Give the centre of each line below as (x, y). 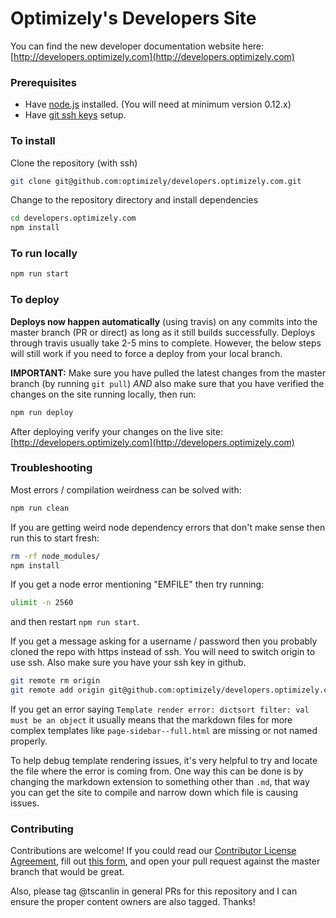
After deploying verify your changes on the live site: (117, 431)
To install (33, 141)
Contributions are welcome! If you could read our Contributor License (153, 851)
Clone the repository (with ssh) (74, 163)
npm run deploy (42, 412)
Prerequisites (43, 82)
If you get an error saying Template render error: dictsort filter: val (160, 709)
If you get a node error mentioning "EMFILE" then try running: (137, 584)
